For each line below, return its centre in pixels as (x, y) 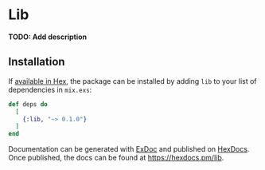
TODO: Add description (48, 37)
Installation (37, 62)
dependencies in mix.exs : (50, 89)
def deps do (28, 104)
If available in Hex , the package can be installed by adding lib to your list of (132, 81)
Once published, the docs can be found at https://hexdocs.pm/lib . (116, 158)
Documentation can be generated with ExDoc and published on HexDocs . (129, 149)
